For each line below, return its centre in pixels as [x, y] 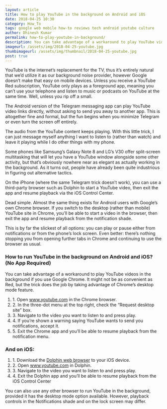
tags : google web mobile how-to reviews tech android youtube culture [80, 28]
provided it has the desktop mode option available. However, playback [77, 396]
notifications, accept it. [36, 326]
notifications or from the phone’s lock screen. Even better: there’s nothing [80, 234]
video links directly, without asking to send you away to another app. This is [83, 111]
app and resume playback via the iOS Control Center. [60, 193]
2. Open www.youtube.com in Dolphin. [52, 365]
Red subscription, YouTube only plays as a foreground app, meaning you [80, 86]
